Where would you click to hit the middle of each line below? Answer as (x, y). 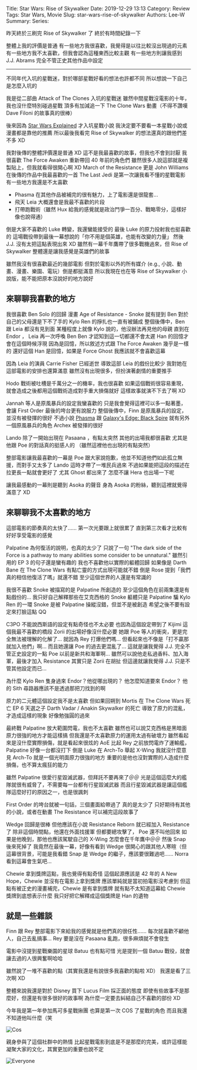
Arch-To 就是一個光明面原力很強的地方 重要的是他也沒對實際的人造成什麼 (101, 757)
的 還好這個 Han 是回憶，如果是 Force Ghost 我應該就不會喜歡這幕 (86, 351)
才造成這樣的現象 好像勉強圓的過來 (48, 715)
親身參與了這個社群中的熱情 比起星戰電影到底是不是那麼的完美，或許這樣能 (97, 1042)
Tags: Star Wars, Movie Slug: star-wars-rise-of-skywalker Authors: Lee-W (96, 15)
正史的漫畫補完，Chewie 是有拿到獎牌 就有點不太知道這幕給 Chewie (103, 888)
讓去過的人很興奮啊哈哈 (34, 958)
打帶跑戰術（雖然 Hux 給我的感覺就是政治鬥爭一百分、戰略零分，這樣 (98, 209)
